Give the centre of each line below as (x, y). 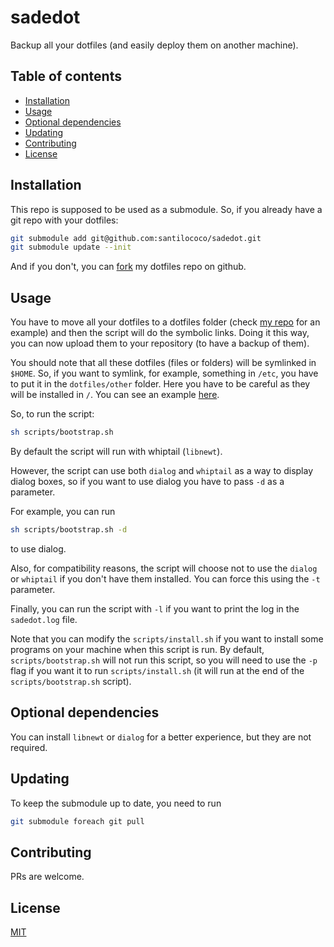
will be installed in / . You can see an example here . (115, 395)
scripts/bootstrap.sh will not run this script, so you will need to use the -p (164, 660)
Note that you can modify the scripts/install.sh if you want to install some (167, 638)
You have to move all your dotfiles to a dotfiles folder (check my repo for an (165, 322)
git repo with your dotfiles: (64, 220)
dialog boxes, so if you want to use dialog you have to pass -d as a (147, 481)
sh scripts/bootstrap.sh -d (69, 530)
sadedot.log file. (44, 619)
